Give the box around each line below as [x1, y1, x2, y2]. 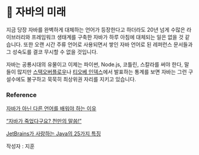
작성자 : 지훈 [6, 143, 35, 150]
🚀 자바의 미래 [6, 5, 67, 19]
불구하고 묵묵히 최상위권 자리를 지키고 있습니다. [26, 75, 137, 83]
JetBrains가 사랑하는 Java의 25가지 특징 [6, 130, 101, 137]
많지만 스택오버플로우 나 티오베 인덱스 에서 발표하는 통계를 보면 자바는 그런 [17, 68, 187, 75]
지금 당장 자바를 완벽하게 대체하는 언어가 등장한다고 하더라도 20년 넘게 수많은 [6, 26, 185, 33]
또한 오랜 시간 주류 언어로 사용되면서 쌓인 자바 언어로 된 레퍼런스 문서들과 [23, 41, 193, 48]
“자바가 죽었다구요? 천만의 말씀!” [6, 118, 82, 125]
